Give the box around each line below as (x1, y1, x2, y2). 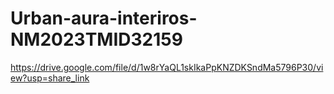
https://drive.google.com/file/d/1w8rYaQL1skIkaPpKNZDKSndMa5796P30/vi (10, 61, 324, 73)
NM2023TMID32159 (10, 28, 183, 51)
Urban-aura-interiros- (10, 7, 198, 30)
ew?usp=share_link (10, 72, 90, 84)
